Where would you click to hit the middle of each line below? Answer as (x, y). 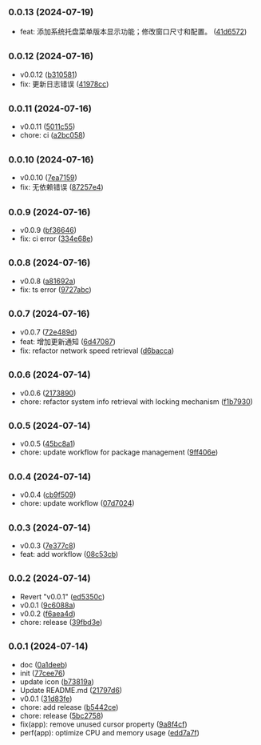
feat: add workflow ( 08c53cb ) (69, 554)
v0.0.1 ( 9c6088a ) (47, 605)
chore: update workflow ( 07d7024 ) (77, 503)
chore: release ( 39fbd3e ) (61, 622)
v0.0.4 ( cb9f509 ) (48, 495)
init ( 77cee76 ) (42, 673)
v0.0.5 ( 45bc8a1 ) (47, 444)
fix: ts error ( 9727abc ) (55, 289)
